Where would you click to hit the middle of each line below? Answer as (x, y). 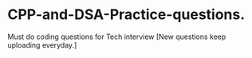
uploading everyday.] (42, 44)
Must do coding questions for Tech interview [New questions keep (117, 37)
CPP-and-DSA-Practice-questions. (126, 15)
